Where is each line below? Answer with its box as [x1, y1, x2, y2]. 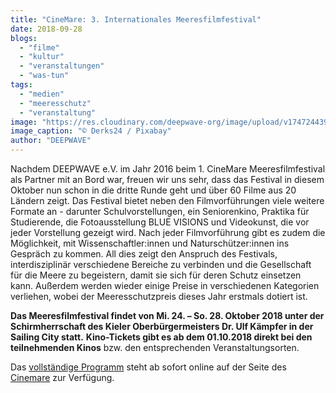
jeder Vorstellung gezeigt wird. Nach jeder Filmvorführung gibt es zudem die [10, 227, 326, 238]
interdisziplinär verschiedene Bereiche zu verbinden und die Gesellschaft [10, 259, 312, 270]
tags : [10, 80, 33, 90]
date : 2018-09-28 [10, 24, 83, 34]
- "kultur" [19, 52, 65, 62]
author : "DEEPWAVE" [10, 136, 92, 146]
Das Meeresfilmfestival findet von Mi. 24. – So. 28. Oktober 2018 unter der [10, 310, 325, 321]
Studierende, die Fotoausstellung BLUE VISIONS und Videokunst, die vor [10, 216, 310, 228]
